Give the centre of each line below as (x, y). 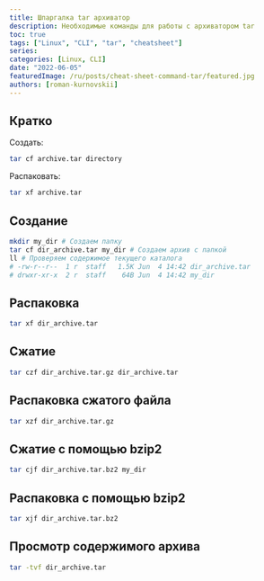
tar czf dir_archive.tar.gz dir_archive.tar (94, 372)
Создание (39, 221)
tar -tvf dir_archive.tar (57, 568)
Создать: (26, 143)
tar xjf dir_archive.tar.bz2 (64, 518)
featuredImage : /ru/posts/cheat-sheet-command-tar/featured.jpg (132, 76)
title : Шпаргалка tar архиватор (70, 18)
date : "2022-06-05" (46, 68)
